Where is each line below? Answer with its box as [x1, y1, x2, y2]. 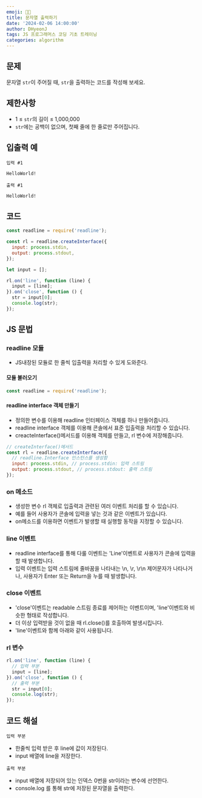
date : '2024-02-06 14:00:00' [6, 20, 80, 26]
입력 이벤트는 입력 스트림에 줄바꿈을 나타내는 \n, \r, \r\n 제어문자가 [15, 564, 172, 572]
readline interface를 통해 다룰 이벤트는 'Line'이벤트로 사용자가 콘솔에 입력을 [15, 549, 196, 557]
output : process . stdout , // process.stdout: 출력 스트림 [12, 467, 153, 473]
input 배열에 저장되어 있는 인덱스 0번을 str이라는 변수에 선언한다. [15, 777, 169, 784]
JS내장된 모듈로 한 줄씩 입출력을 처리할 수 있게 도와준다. [15, 359, 148, 366]
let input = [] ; [6, 266, 47, 272]
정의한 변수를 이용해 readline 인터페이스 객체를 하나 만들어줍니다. [15, 416, 170, 423]
